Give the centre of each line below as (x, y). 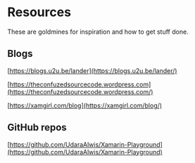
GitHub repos (37, 128)
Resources (39, 12)
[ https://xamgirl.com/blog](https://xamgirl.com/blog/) (85, 105)
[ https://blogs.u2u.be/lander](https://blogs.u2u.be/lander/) (92, 70)
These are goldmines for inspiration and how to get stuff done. (98, 32)
